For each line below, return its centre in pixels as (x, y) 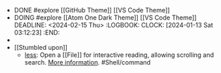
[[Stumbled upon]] (41, 47)
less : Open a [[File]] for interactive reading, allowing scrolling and (119, 55)
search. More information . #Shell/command (88, 62)
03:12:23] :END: (37, 32)
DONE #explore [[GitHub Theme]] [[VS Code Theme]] (92, 10)
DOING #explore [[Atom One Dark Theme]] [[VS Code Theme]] (105, 18)
